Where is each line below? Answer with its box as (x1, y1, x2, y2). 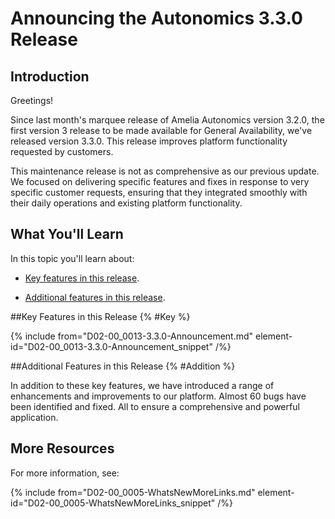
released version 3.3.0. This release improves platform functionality (10, 135, 288, 147)
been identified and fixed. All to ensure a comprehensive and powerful (10, 400, 300, 412)
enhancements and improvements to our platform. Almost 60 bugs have (10, 390, 307, 402)
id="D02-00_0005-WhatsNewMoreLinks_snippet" (10, 497, 216, 509)
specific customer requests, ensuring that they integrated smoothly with (10, 187, 308, 198)
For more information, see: (10, 467, 120, 479)
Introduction (10, 68, 90, 85)
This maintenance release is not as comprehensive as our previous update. (10, 165, 320, 177)
